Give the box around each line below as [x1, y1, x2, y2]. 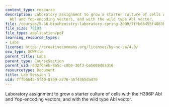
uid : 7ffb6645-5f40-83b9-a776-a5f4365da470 [5, 77, 98, 82]
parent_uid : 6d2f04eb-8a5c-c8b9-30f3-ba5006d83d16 [5, 63, 114, 68]
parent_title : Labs [5, 53, 46, 59]
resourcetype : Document [5, 68, 55, 73]
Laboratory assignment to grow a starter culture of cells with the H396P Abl [5, 90, 162, 96]
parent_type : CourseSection [5, 58, 64, 63]
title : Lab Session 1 [5, 72, 51, 77]
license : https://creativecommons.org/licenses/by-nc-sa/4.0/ [5, 44, 138, 49]
